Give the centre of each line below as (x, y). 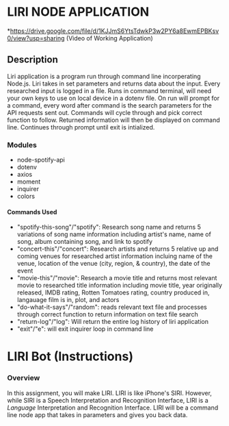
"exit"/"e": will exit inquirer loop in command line (85, 329)
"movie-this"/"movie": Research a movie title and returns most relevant (117, 278)
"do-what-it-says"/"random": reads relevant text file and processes (112, 307)
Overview (24, 378)
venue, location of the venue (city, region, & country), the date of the (113, 264)
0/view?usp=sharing (36, 38)
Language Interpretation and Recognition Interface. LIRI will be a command (113, 408)
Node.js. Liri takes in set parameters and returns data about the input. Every (114, 84)
